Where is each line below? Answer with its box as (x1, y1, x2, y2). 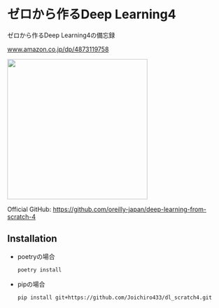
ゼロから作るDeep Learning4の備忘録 (7, 31, 115, 39)
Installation (7, 233, 57, 245)
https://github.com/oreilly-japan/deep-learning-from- (52, 205, 207, 213)
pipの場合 (17, 280, 45, 288)
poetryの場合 (17, 252, 55, 260)
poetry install (17, 266, 62, 274)
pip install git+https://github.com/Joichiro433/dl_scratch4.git (17, 294, 212, 301)
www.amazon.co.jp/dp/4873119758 (7, 45, 109, 53)
